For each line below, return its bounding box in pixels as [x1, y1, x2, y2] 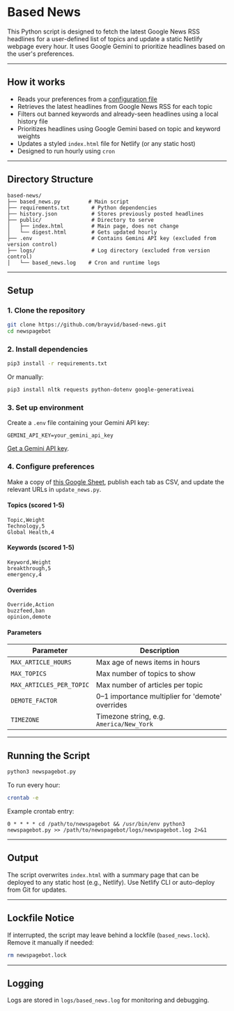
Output [7, 852, 38, 864]
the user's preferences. [7, 50, 75, 58]
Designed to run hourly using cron [17, 147, 116, 155]
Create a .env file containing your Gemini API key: [7, 419, 150, 427]
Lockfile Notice [7, 912, 75, 924]
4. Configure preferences [7, 462, 95, 472]
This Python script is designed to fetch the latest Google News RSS [7, 27, 201, 36]
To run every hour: [7, 781, 61, 789]
